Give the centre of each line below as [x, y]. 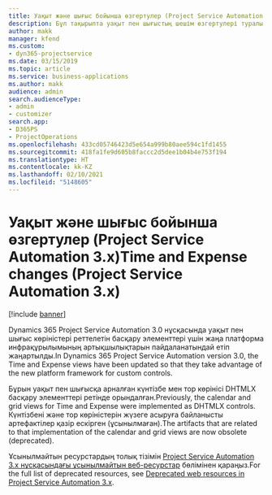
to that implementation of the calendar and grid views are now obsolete [128, 432]
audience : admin [36, 91]
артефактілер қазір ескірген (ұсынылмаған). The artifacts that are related [133, 423]
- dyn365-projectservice [50, 54]
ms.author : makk [36, 84]
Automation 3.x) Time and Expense [128, 257]
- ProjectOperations [43, 137]
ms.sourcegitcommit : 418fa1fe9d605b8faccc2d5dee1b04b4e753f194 [118, 152]
